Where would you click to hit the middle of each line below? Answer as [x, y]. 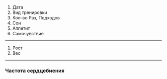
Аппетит [21, 28]
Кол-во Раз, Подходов [36, 18]
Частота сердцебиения [35, 71]
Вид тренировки [30, 12]
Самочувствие [28, 34]
